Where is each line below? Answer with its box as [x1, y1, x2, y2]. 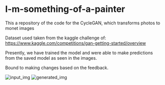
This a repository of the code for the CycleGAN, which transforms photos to [5, 20, 161, 26]
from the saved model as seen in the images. [5, 55, 97, 61]
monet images [5, 25, 35, 31]
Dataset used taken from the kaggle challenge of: [5, 35, 106, 41]
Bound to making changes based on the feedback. [5, 65, 109, 71]
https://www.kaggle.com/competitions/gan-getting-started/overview [5, 40, 146, 46]
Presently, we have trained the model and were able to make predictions [5, 50, 153, 56]
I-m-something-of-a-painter [5, 3, 125, 15]
